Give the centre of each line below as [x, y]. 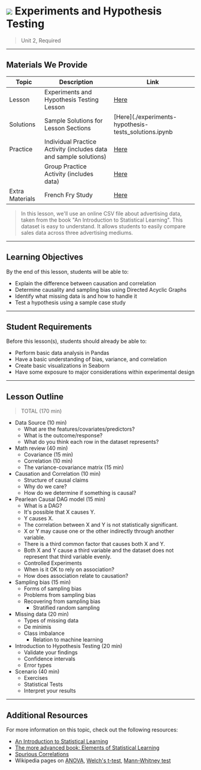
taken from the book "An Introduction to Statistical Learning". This [102, 220]
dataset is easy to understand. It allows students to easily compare [103, 226]
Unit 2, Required [41, 40]
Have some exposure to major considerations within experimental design [105, 372]
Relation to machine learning [68, 640]
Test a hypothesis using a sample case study [70, 302]
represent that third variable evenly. [68, 557]
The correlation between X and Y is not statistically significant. [101, 525]
